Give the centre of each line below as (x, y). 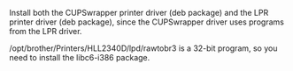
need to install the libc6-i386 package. (80, 57)
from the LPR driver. (46, 31)
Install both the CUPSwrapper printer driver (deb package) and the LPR (139, 13)
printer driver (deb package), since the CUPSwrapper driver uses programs (147, 22)
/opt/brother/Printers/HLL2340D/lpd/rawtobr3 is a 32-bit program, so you (143, 48)
